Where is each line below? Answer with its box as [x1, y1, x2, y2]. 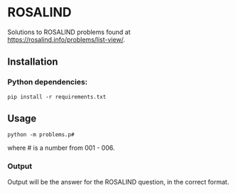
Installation [7, 56, 58, 68]
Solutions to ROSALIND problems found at [7, 28, 131, 36]
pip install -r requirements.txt [7, 93, 107, 100]
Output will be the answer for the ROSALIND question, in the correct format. [7, 177, 230, 186]
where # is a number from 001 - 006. [7, 143, 115, 153]
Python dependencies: [7, 77, 88, 87]
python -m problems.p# [7, 131, 75, 138]
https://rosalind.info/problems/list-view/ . [7, 35, 126, 43]
